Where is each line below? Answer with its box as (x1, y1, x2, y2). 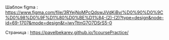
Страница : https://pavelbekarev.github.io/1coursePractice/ (5, 30, 129, 35)
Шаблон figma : (5, 4, 38, 10)
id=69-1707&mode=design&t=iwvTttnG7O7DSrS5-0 (5, 20, 112, 26)
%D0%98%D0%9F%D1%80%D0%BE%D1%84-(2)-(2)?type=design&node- (5, 15, 164, 20)
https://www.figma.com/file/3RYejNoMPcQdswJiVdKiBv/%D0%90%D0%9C (5, 9, 163, 15)
